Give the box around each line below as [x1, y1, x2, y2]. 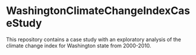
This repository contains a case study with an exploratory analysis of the [6, 36, 181, 43]
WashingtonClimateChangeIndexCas [6, 4, 190, 18]
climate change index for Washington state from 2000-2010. [6, 42, 152, 49]
